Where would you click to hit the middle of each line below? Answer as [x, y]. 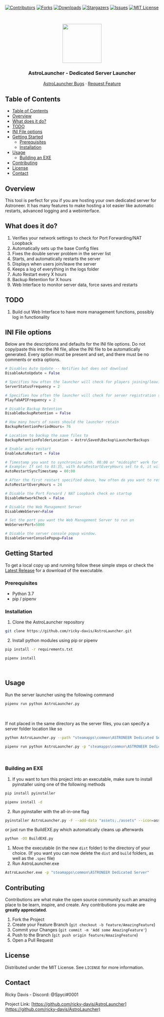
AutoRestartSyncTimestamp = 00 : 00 [40, 471]
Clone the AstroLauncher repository [48, 622]
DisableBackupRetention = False [38, 413]
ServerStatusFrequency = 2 [32, 386]
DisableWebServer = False [29, 511]
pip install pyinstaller [30, 793]
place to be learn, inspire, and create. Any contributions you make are [75, 905]
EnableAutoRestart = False [32, 453]
